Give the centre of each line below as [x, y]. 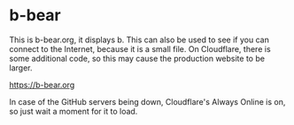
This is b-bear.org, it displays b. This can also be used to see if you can [139, 40]
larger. [21, 68]
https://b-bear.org [42, 85]
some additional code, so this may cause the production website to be [137, 58]
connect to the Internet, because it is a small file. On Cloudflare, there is [140, 48]
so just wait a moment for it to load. [73, 111]
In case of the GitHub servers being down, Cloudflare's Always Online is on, [147, 101]
